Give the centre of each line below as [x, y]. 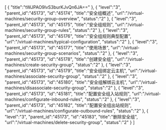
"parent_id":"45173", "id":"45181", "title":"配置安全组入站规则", [68, 94]
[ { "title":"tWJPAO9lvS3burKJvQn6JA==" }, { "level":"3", [63, 7]
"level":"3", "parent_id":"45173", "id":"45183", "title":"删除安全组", [71, 117]
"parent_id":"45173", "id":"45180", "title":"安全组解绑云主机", [66, 82]
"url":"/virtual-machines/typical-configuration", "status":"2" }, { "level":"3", [81, 42]
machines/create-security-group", [40, 65]
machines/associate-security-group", [43, 76]
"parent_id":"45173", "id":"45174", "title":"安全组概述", [59, 13]
